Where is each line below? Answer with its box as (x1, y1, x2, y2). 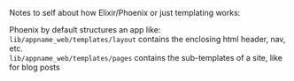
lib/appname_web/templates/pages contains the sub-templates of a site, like (9, 53, 283, 63)
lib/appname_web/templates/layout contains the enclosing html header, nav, (9, 34, 286, 44)
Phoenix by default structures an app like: (9, 25, 161, 34)
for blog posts (9, 62, 60, 72)
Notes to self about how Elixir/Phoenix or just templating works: (9, 8, 241, 18)
